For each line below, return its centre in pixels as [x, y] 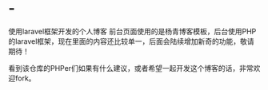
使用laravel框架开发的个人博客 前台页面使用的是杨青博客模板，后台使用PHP [132, 31]
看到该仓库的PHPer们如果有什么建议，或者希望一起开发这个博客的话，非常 [131, 68]
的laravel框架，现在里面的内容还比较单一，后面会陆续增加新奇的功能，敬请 [131, 41]
